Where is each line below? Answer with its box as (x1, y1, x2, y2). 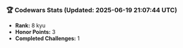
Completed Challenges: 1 (15, 35, 80, 42)
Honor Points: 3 (15, 29, 56, 36)
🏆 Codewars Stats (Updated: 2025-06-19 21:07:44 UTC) (6, 5, 178, 14)
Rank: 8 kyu (15, 22, 45, 29)
